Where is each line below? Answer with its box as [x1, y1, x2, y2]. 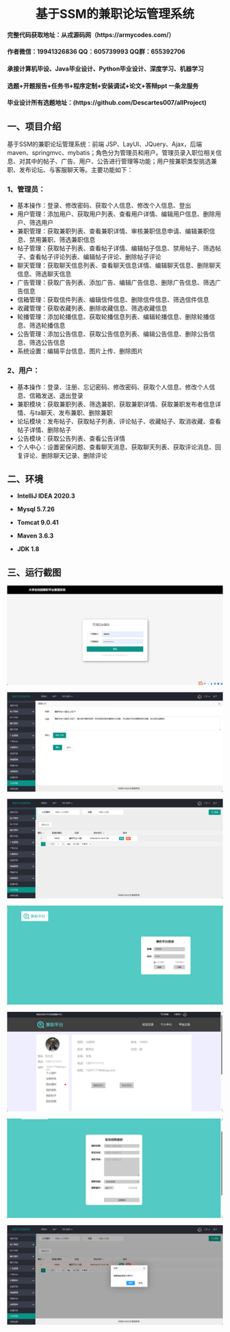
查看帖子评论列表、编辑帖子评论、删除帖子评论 [29, 253, 162, 261]
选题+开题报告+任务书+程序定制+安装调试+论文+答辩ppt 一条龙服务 [7, 82, 199, 90]
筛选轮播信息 [29, 322, 66, 330]
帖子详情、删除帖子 [16, 426, 72, 434]
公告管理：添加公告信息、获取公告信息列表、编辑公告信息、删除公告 [16, 330, 209, 338]
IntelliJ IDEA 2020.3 [16, 492, 75, 500]
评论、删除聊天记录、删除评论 [23, 451, 107, 459]
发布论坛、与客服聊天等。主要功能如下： [18, 165, 133, 173]
